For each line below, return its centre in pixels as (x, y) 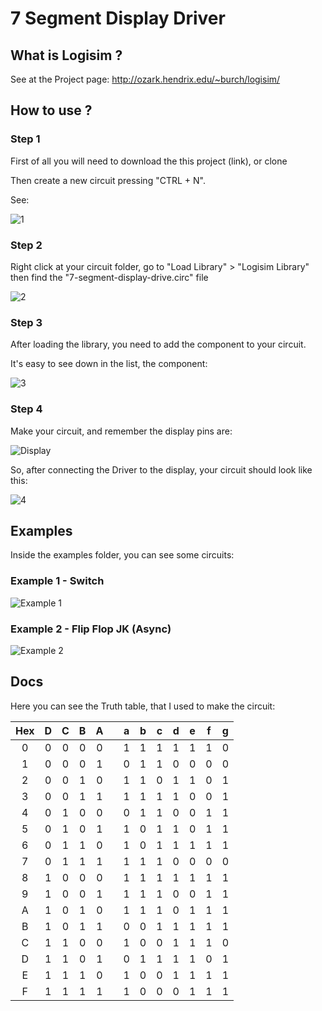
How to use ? (51, 110)
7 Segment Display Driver (118, 18)
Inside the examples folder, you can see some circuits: (122, 555)
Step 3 (26, 322)
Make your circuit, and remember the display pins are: (121, 431)
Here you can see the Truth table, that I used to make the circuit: (143, 706)
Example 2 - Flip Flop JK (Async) (91, 629)
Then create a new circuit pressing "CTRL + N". (108, 180)
